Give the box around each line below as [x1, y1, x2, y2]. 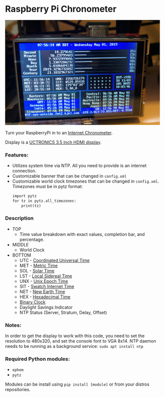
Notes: [5, 321, 22, 328]
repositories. [5, 387, 31, 393]
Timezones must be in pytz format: [12, 184, 83, 189]
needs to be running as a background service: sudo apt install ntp [5, 343, 143, 349]
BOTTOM [12, 252, 31, 258]
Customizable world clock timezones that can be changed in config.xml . [12, 178, 160, 185]
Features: [5, 151, 28, 158]
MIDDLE [12, 241, 29, 247]
